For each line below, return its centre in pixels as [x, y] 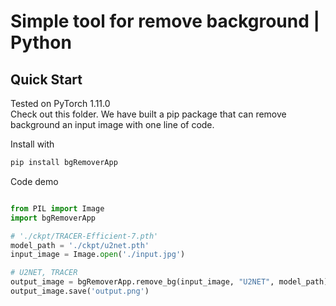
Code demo [34, 181]
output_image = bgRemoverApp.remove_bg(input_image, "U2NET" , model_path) [169, 282]
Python [41, 42]
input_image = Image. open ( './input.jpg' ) [98, 255]
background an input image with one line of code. [112, 124]
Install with [32, 144]
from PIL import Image [57, 208]
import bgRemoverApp [53, 218]
